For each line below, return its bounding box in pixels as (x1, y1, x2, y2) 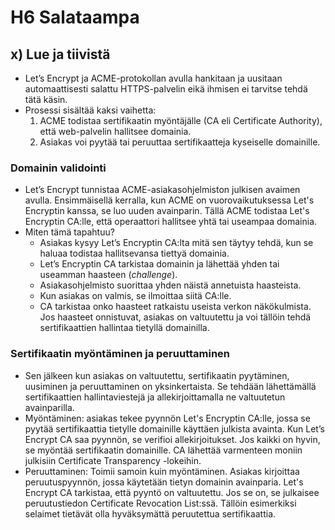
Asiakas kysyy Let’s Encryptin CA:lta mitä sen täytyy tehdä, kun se (39, 237, 314, 249)
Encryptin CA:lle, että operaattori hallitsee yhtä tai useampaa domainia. (24, 216, 318, 228)
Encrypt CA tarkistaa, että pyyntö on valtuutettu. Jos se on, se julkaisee (24, 486, 320, 498)
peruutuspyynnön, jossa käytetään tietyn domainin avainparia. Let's (24, 476, 304, 488)
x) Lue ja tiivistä (10, 46, 111, 63)
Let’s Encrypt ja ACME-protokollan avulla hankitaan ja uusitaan (24, 72, 283, 84)
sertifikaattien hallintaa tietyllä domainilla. (39, 322, 210, 334)
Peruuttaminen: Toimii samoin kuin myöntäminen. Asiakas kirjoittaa (24, 465, 300, 477)
